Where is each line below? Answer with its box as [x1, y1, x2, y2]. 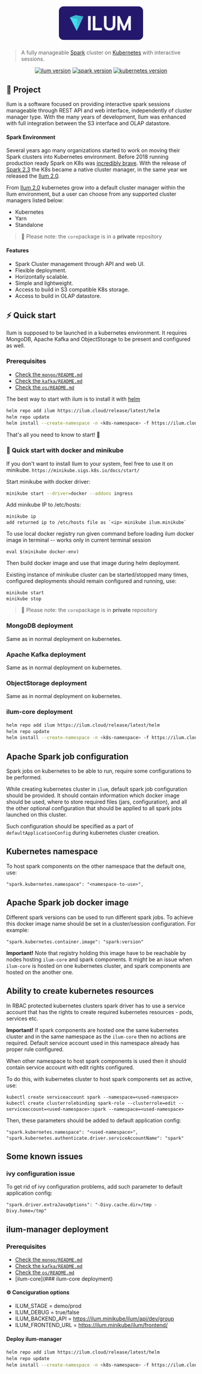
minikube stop [6, 596, 42, 602]
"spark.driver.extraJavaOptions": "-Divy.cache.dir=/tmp [6, 1202, 152, 1208]
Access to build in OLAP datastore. [14, 292, 102, 299]
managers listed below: [6, 197, 64, 204]
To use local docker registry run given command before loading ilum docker [6, 530, 194, 537]
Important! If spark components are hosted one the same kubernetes [6, 1026, 179, 1033]
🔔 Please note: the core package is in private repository [20, 607, 158, 614]
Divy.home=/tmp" [6, 1208, 47, 1214]
